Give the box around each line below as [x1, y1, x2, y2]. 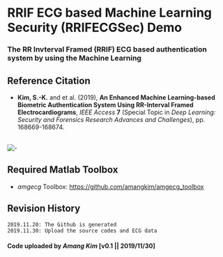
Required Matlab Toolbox [7, 164, 118, 176]
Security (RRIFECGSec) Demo [7, 20, 183, 36]
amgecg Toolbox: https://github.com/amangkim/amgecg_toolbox [17, 182, 204, 191]
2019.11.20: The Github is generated [7, 221, 117, 228]
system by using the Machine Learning [7, 54, 141, 63]
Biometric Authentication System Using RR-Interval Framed [17, 100, 194, 109]
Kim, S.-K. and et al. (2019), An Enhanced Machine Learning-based [17, 93, 215, 102]
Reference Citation [7, 75, 91, 86]
